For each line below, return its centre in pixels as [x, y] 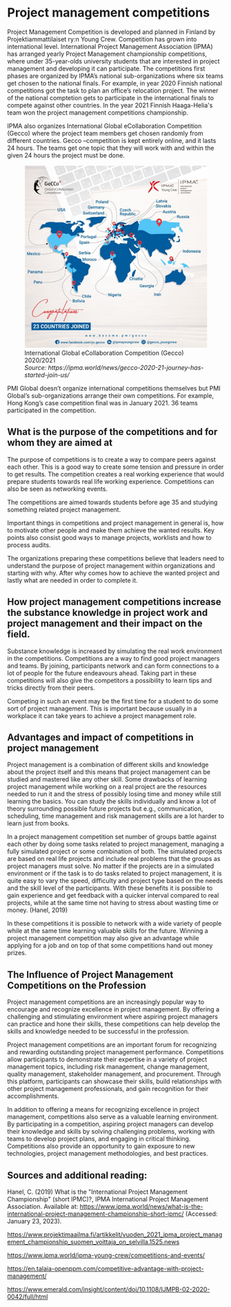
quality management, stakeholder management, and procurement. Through [114, 1074]
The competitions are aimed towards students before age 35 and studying [112, 502]
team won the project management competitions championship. [98, 113]
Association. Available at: [43, 1207]
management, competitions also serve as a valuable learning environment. [113, 1117]
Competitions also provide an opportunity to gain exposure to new [101, 1146]
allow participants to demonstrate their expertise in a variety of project [107, 1059]
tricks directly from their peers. [51, 688]
